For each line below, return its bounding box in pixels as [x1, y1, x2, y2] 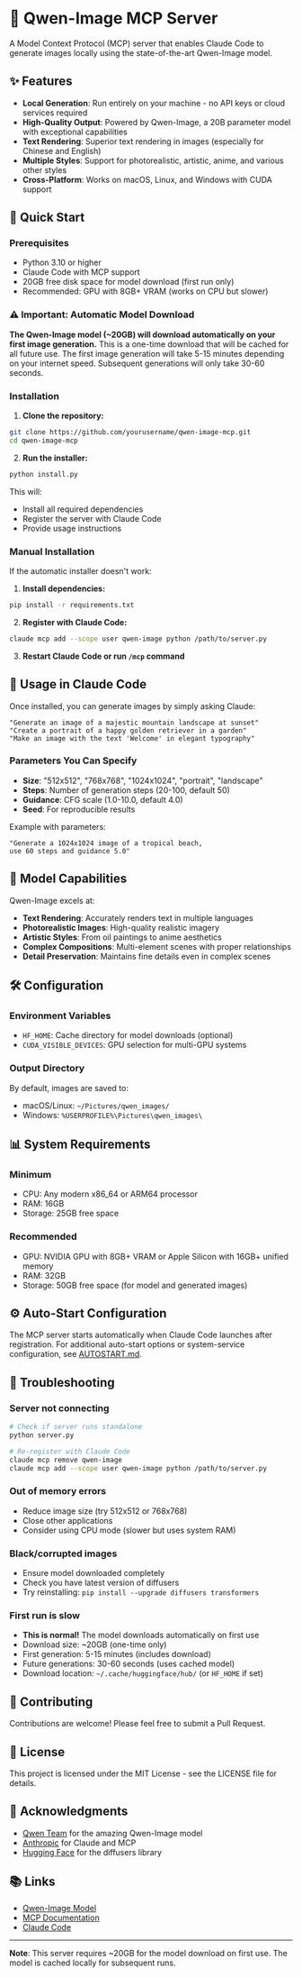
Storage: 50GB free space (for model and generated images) [22, 1280, 248, 1290]
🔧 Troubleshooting [9, 1374, 115, 1390]
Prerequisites [9, 237, 69, 250]
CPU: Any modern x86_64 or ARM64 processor [22, 1189, 198, 1199]
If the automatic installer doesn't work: [9, 565, 152, 576]
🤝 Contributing [9, 1694, 93, 1709]
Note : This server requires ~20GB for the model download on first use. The [9, 1947, 288, 1958]
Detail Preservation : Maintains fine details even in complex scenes [22, 951, 271, 961]
